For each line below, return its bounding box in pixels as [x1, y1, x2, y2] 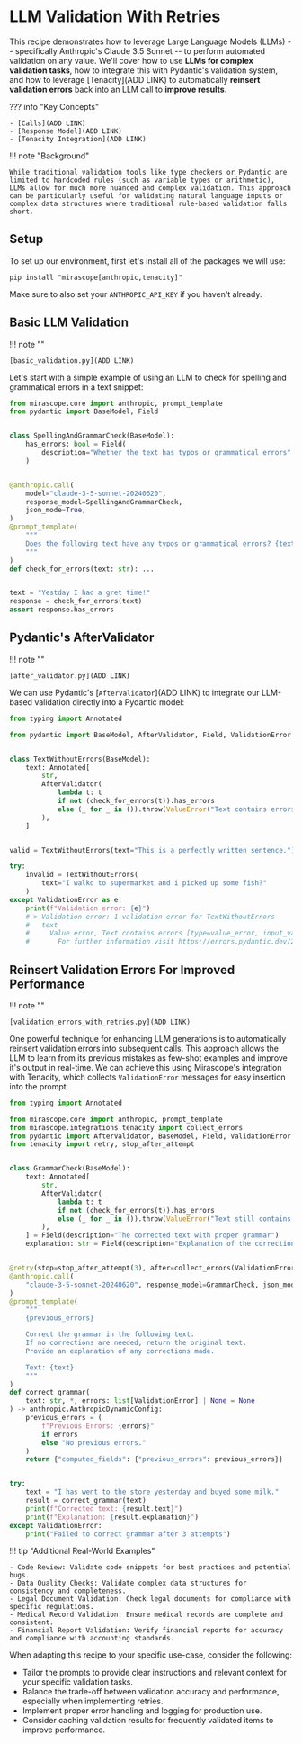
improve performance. [22, 1724, 106, 1735]
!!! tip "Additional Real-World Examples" [9, 1546, 155, 1557]
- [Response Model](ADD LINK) [9, 126, 123, 136]
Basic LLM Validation [9, 315, 129, 330]
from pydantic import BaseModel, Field [9, 407, 159, 416]
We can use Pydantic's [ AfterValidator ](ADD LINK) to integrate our [9, 687, 260, 698]
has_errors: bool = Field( [25, 439, 127, 449]
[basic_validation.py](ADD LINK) [9, 356, 135, 366]
